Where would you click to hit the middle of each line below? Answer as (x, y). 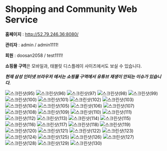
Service (22, 20)
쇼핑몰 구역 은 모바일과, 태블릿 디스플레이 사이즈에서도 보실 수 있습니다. (74, 66)
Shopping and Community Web (71, 9)
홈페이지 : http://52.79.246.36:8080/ (42, 34)
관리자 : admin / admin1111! (32, 45)
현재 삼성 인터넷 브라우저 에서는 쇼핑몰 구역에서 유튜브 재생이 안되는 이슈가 (77, 76)
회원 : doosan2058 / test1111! (34, 55)
